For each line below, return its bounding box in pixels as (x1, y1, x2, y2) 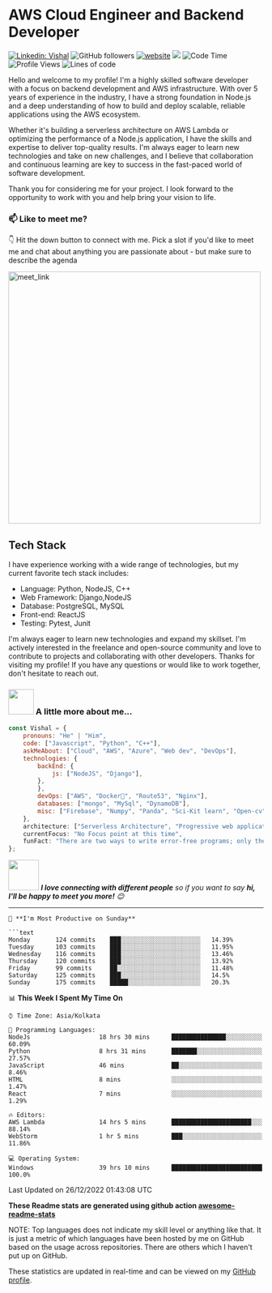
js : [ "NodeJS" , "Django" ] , (51, 770, 143, 778)
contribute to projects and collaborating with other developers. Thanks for (8, 651, 255, 661)
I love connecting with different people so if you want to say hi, (40, 883, 256, 893)
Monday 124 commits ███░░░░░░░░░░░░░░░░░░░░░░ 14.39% (8, 936, 233, 945)
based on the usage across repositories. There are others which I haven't (8, 1242, 253, 1252)
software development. (8, 168, 86, 177)
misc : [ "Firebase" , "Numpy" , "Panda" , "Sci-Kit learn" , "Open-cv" (37, 807, 266, 815)
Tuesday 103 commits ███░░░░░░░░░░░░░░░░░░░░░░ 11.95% (8, 943, 233, 951)
